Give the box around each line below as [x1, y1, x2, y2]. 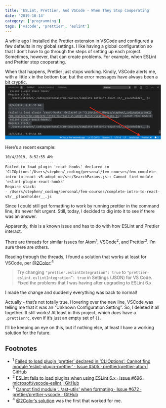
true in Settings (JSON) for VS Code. [77, 274, 152, 280]
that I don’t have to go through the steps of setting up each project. [5, 49, 142, 55]
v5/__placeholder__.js [5, 194, 52, 199]
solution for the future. [5, 330, 51, 336]
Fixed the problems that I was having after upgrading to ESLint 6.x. [17, 280, 153, 286]
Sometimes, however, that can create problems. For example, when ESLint [5, 54, 157, 60]
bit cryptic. [5, 79, 27, 85]
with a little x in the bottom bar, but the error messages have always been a [5, 74, 158, 80]
